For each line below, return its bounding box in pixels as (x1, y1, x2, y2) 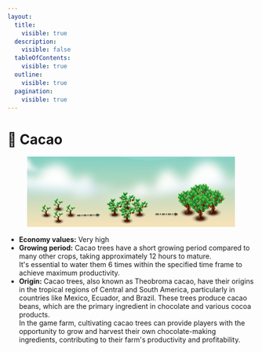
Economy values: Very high (18, 234, 110, 244)
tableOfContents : (14, 54, 71, 62)
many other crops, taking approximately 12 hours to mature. (18, 251, 213, 261)
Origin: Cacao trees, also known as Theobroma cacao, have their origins (18, 276, 254, 286)
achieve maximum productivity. (18, 268, 121, 277)
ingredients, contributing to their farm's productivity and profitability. (18, 335, 241, 344)
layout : (7, 13, 33, 20)
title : (14, 20, 36, 29)
